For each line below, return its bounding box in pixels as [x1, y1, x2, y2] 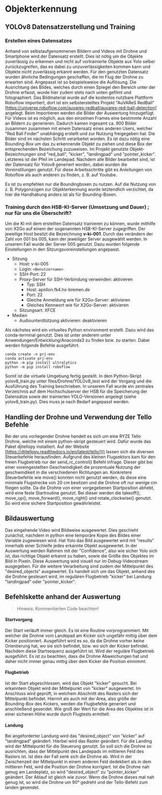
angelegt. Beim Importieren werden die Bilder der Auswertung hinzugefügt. [5, 110, 155, 116]
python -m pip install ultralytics [5, 360, 77, 366]
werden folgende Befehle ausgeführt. [5, 343, 80, 349]
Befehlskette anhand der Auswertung [5, 593, 121, 601]
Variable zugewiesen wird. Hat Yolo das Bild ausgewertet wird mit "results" [5, 537, 154, 543]
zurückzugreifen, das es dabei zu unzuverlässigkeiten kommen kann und [5, 64, 151, 69]
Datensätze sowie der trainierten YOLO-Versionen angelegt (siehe [5, 394, 136, 399]
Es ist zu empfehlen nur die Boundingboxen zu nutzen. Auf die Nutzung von [5, 181, 156, 187]
